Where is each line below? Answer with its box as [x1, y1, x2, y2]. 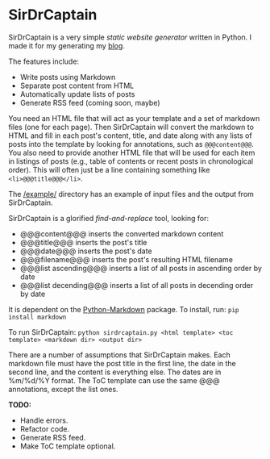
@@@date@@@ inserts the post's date [19, 246, 152, 256]
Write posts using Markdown [19, 72, 116, 81]
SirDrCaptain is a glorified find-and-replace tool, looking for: [8, 213, 210, 223]
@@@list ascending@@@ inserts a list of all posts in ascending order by [19, 263, 262, 273]
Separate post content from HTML [19, 81, 135, 90]
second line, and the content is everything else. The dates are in [8, 367, 222, 377]
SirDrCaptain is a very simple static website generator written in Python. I [8, 32, 252, 42]
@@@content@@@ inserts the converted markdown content [19, 228, 224, 239]
